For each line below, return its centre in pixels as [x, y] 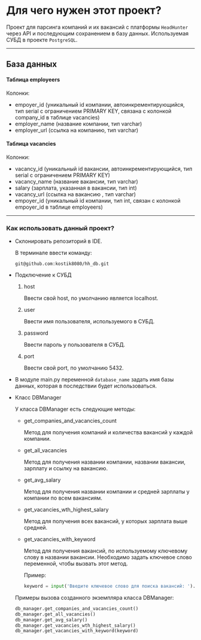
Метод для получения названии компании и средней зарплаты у [106, 492]
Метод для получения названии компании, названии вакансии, [105, 462]
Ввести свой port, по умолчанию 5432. [74, 368]
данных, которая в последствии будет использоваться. [86, 386]
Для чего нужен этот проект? [84, 10]
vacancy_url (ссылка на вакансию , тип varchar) [75, 194]
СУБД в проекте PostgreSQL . [42, 40]
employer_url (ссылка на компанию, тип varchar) [77, 130]
